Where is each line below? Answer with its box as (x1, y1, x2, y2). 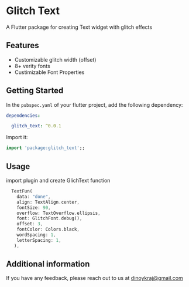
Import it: (6, 134, 28, 141)
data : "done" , (16, 194, 51, 200)
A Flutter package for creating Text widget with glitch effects (6, 23, 153, 31)
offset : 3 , (16, 221, 43, 227)
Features (6, 40, 39, 50)
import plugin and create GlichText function (6, 177, 111, 184)
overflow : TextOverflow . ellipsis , (16, 210, 101, 216)
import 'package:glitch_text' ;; (6, 145, 85, 151)
